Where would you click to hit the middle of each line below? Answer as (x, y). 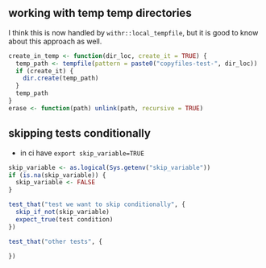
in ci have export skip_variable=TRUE (82, 153)
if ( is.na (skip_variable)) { (57, 175)
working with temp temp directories (100, 13)
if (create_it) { (45, 71)
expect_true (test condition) (64, 219)
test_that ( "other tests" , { (56, 241)
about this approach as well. (55, 41)
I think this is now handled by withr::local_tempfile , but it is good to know (133, 32)
